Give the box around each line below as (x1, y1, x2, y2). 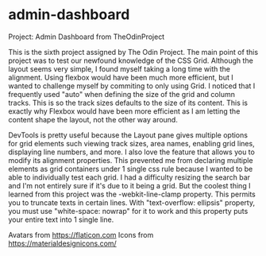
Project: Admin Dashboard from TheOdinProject (8, 32, 165, 41)
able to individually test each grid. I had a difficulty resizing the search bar (8, 173, 251, 182)
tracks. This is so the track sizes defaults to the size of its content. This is (8, 98, 249, 107)
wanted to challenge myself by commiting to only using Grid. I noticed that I (8, 81, 256, 91)
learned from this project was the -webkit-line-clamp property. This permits (8, 189, 256, 199)
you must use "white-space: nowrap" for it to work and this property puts (8, 206, 249, 215)
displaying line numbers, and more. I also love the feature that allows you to (8, 147, 256, 157)
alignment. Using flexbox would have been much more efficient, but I (8, 72, 233, 82)
